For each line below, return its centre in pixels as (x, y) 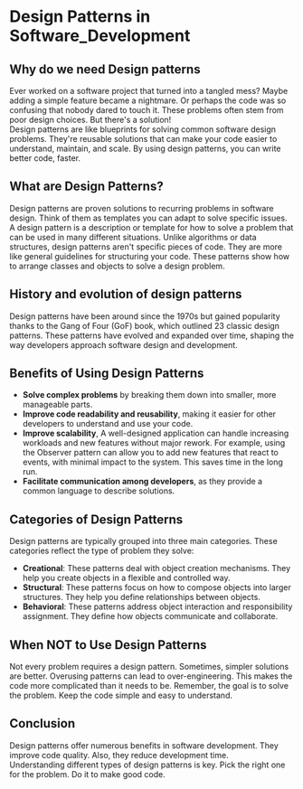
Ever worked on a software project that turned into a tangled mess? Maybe (149, 91)
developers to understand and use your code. (108, 424)
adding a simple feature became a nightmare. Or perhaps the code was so (148, 100)
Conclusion (43, 723)
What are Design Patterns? (87, 187)
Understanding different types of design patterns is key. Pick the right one (147, 765)
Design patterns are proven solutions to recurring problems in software (142, 208)
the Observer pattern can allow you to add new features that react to (150, 453)
